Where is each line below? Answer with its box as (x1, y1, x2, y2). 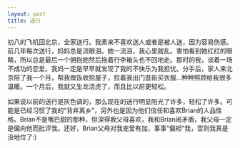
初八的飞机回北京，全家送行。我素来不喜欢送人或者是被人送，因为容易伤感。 (7, 37, 233, 46)
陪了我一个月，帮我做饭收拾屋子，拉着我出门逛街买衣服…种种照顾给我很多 (13, 73, 232, 82)
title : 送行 (7, 17, 41, 24)
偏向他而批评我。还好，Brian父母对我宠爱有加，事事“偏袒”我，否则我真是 (13, 124, 229, 132)
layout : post (7, 10, 46, 18)
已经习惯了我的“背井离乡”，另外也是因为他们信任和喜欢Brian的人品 (19, 106, 216, 115)
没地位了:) (7, 132, 37, 141)
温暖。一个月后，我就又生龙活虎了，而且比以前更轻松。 (7, 82, 170, 90)
